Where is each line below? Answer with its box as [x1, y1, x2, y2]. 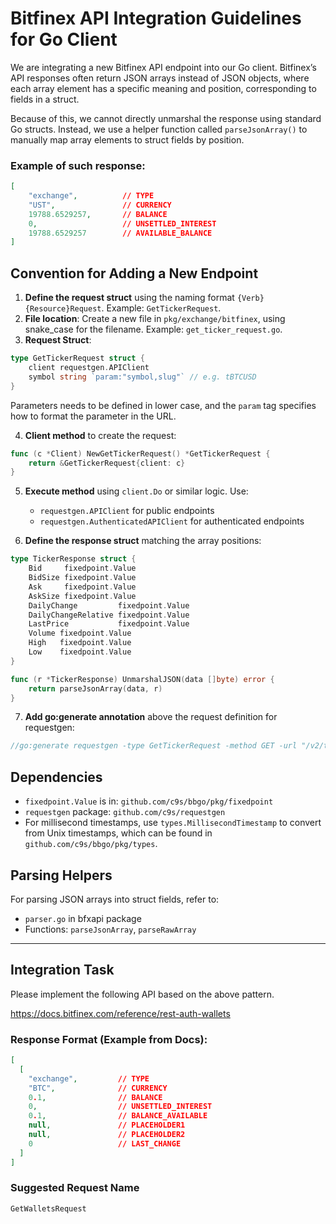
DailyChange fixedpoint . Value [28, 600, 190, 611]
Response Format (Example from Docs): [10, 1032, 208, 1046]
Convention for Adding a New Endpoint [10, 265, 259, 282]
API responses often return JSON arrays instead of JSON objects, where [10, 72, 310, 84]
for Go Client [10, 28, 118, 51]
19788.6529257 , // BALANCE [28, 209, 168, 219]
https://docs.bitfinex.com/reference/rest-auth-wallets [10, 1007, 231, 1019]
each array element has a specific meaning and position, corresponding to [10, 82, 317, 94]
